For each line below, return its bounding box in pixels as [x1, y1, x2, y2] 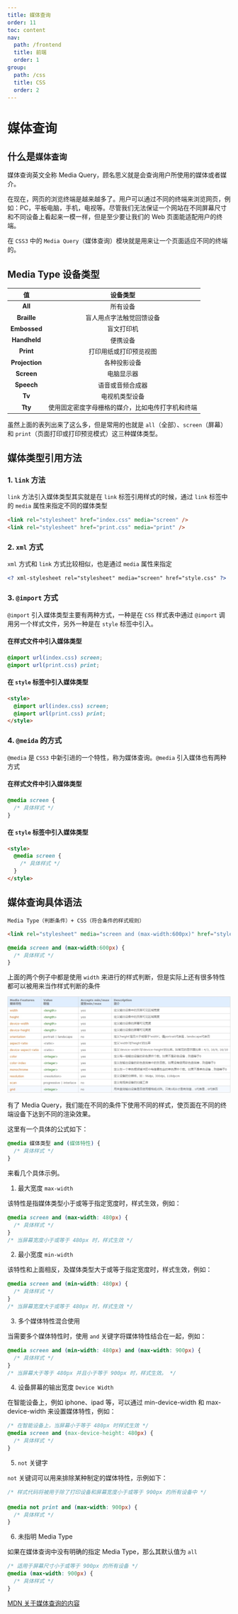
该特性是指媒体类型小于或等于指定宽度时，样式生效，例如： [7, 1199, 181, 1207]
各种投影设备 [103, 358, 142, 367]
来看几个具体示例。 [7, 1168, 64, 1177]
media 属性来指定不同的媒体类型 [15, 501, 108, 510]
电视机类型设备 [101, 392, 145, 400]
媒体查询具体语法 [7, 897, 82, 909]
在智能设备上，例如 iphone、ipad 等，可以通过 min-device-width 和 [7, 1398, 205, 1407]
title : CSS [13, 79, 46, 86]
